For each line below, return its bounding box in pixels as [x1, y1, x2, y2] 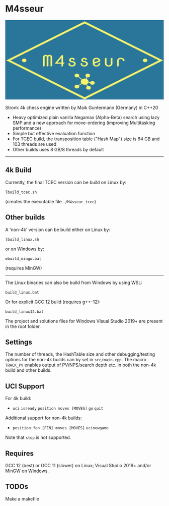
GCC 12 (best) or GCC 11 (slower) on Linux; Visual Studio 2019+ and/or [5, 463, 152, 468]
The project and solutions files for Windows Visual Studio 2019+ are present [5, 318, 163, 324]
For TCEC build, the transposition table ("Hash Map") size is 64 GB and [12, 136, 160, 142]
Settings [5, 338, 33, 346]
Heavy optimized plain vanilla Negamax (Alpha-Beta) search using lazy [12, 114, 160, 120]
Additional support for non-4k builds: [5, 415, 82, 421]
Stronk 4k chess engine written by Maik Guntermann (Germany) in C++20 [5, 104, 158, 110]
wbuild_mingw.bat [5, 256, 42, 261]
